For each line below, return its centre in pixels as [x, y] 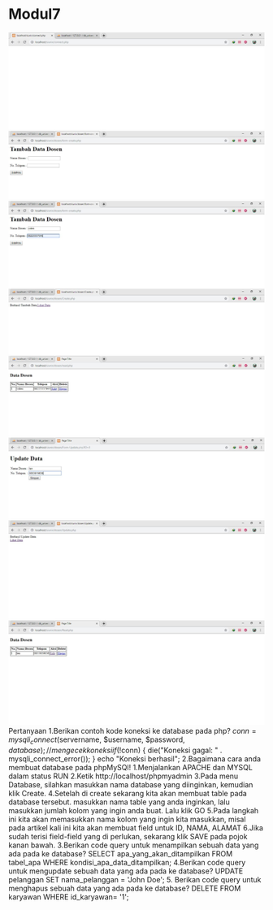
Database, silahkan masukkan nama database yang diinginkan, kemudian [131, 785]
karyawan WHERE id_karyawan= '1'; [69, 897]
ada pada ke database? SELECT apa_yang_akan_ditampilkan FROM [121, 854]
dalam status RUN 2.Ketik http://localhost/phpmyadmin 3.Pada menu [123, 776]
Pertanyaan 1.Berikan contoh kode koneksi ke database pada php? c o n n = [133, 731]
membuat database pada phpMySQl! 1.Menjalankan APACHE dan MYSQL [131, 768]
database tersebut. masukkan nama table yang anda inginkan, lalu [119, 802]
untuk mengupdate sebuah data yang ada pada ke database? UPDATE [126, 871]
